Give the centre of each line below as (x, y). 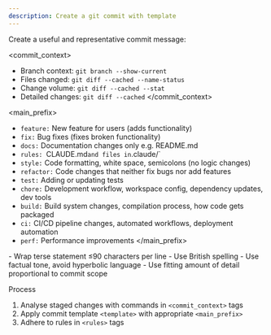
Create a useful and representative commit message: (97, 39)
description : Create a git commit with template (92, 16)
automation (39, 232)
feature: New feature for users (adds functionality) (106, 128)
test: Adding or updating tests (72, 180)
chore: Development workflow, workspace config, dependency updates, (142, 189)
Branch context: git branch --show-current (93, 71)
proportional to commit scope (58, 273)
